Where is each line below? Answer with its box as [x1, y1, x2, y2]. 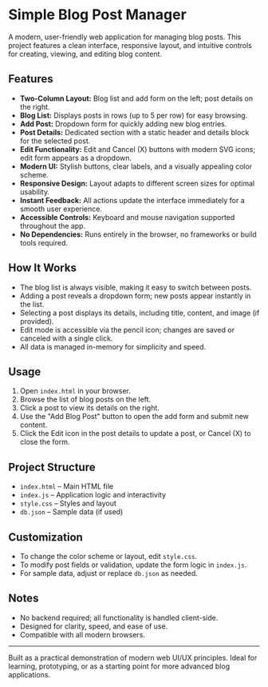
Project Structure [8, 460, 96, 473]
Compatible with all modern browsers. [19, 629, 146, 639]
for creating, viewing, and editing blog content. [8, 49, 162, 58]
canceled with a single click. [19, 334, 113, 343]
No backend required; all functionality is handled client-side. [19, 613, 219, 622]
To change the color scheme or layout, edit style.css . [19, 552, 198, 561]
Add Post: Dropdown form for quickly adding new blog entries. [19, 118, 227, 129]
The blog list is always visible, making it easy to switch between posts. [19, 282, 252, 292]
